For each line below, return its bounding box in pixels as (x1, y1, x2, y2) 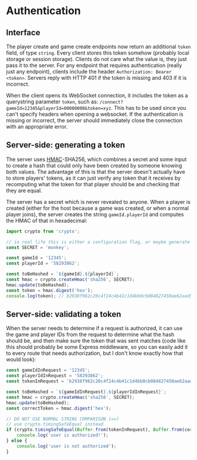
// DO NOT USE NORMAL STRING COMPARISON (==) (6, 416, 119, 422)
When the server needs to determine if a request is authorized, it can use (6, 325, 183, 332)
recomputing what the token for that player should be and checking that (6, 180, 180, 187)
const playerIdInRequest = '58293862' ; (6, 373, 104, 379)
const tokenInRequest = (6, 378, 64, 384)
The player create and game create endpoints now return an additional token (6, 43, 191, 50)
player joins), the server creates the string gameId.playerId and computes (6, 210, 184, 218)
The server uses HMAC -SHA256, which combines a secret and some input (6, 156, 187, 163)
